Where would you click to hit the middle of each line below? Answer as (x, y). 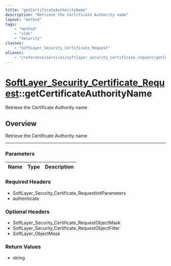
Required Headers (28, 182)
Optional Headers (27, 211)
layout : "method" (24, 19)
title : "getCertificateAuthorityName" (46, 10)
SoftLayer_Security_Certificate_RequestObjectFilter (66, 228)
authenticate (26, 198)
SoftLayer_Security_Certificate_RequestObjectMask (66, 223)
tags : (11, 24)
